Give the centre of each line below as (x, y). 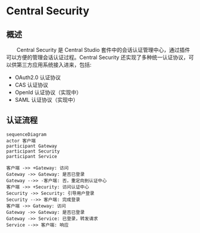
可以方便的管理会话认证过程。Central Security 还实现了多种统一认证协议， (98, 57)
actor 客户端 (21, 141)
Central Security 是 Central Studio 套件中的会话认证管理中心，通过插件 (104, 50)
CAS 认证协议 (32, 85)
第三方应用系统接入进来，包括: (54, 65)
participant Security (33, 151)
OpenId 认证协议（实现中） (48, 92)
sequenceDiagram (26, 134)
